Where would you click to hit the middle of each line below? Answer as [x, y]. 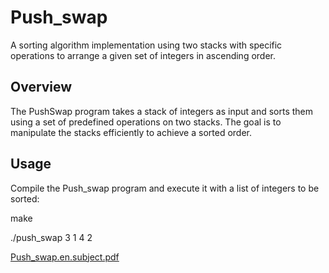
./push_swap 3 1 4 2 [51, 237]
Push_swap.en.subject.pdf [65, 257]
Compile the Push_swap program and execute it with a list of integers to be [165, 188]
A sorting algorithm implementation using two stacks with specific [146, 45]
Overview [41, 87]
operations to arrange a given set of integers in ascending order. [143, 55]
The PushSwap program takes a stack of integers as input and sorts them [162, 111]
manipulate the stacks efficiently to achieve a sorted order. [131, 132]
